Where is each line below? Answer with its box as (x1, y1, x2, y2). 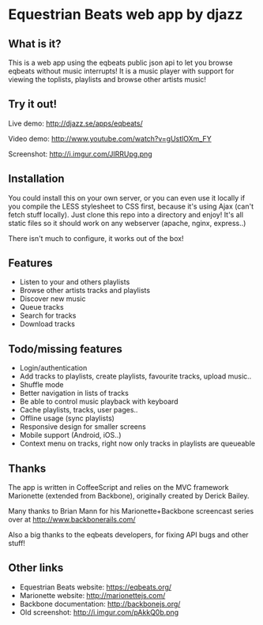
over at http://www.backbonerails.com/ (8, 515, 136, 525)
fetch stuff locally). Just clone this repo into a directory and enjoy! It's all (8, 209, 243, 219)
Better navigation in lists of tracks (19, 389, 129, 398)
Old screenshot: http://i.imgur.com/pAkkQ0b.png (19, 607, 179, 617)
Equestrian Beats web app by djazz (8, 6, 243, 24)
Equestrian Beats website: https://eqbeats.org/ (19, 582, 172, 592)
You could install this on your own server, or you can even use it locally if (8, 193, 246, 202)
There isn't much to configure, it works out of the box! (8, 233, 184, 243)
